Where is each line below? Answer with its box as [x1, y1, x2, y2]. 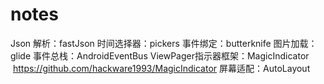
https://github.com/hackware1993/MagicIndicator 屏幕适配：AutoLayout [12, 62, 311, 74]
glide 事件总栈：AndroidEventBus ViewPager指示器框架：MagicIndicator [10, 49, 310, 62]
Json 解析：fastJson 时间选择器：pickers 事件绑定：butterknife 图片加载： [10, 37, 318, 49]
